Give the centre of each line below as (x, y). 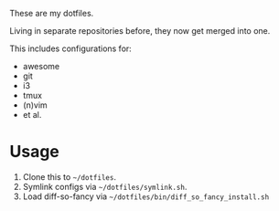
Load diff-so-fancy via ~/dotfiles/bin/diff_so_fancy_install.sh (146, 196)
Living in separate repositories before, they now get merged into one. (140, 31)
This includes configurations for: (71, 48)
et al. (32, 115)
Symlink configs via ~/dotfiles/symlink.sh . (105, 186)
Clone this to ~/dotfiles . (70, 176)
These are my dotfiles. (52, 13)
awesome (41, 66)
